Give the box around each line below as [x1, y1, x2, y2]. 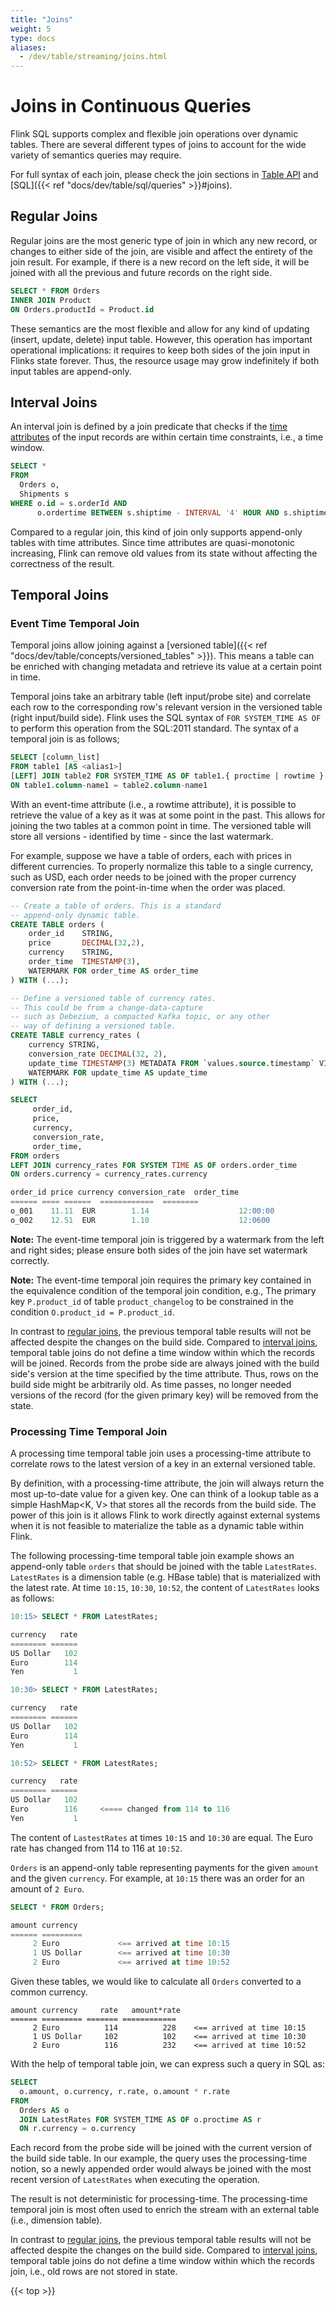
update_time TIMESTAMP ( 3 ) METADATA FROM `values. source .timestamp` [28, 1058, 315, 1068]
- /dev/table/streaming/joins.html [19, 52, 168, 62]
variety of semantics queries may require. [10, 149, 182, 161]
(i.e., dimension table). [10, 2214, 103, 2226]
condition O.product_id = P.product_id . [10, 1306, 175, 1318]
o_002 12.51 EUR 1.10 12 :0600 [10, 1215, 271, 1225]
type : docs [10, 33, 56, 43]
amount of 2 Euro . [10, 1882, 85, 1895]
